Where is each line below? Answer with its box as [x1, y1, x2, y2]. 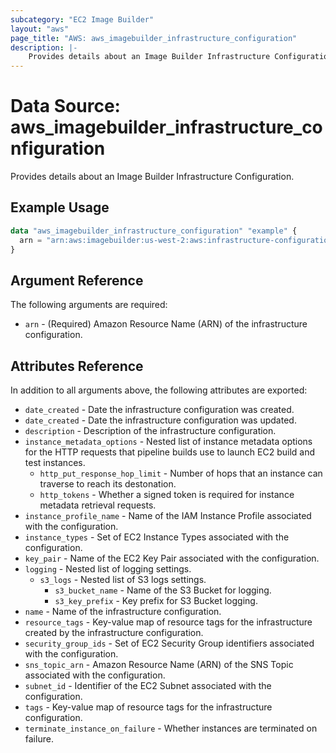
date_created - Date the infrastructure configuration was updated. [24, 414, 297, 426]
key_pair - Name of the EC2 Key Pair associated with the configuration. [24, 552, 320, 565]
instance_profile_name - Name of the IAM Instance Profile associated [24, 510, 312, 522]
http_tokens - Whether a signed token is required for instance [39, 489, 295, 501]
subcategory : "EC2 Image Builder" [10, 14, 155, 25]
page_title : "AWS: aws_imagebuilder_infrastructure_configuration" [10, 33, 298, 43]
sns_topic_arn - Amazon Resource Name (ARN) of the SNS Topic [24, 659, 294, 671]
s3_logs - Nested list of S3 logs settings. [39, 574, 207, 586]
